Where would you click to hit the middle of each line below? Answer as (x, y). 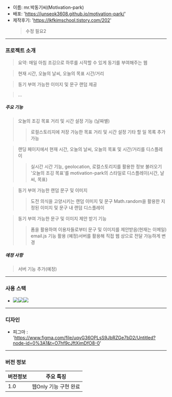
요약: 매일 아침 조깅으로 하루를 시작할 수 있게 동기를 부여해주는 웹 (82, 63)
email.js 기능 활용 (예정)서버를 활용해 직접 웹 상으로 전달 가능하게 (95, 236)
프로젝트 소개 (20, 51)
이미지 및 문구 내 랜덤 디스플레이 (72, 208)
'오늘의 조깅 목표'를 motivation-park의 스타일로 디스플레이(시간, (95, 173)
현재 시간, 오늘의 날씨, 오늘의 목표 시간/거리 (61, 73)
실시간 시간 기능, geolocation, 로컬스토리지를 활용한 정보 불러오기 (96, 167)
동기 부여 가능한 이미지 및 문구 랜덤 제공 (57, 84)
